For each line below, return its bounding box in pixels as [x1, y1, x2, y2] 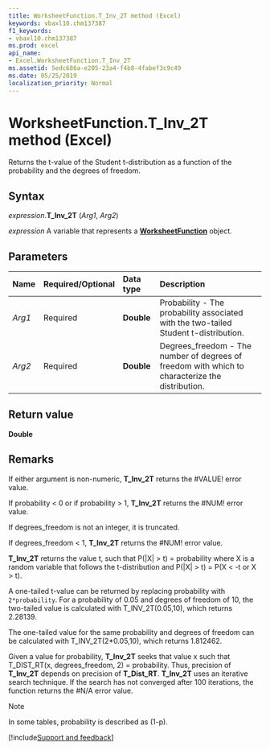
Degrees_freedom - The [159, 340, 252, 352]
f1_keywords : [8, 27, 52, 35]
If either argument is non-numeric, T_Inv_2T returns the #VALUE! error [8, 474, 243, 484]
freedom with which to [159, 361, 245, 372]
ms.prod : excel [8, 42, 59, 50]
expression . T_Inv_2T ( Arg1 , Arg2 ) [8, 211, 119, 220]
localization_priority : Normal [8, 79, 113, 87]
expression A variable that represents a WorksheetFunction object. [8, 226, 233, 236]
